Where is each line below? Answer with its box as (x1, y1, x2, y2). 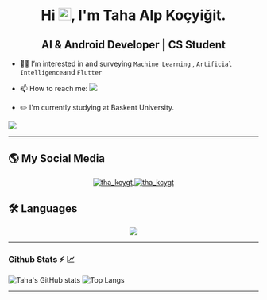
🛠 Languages (8, 202, 78, 215)
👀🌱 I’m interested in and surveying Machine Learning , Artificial (19, 59, 233, 68)
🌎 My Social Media (8, 152, 106, 165)
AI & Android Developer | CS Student (41, 38, 226, 52)
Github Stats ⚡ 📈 (8, 254, 75, 265)
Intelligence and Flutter (19, 67, 103, 77)
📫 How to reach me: (19, 84, 88, 93)
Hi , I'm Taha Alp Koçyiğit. (41, 6, 226, 25)
